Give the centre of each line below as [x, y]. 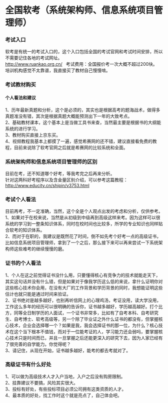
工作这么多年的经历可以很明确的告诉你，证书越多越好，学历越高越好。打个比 [84, 306]
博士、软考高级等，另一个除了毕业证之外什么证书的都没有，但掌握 [90, 319]
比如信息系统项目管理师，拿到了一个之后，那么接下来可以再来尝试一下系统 [82, 243]
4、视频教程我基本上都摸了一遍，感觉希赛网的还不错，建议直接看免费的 [79, 141]
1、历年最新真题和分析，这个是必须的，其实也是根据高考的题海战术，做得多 [83, 110]
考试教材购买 [21, 85]
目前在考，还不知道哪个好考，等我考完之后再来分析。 [60, 173]
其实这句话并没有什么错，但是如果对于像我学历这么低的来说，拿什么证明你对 [84, 281]
